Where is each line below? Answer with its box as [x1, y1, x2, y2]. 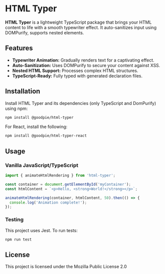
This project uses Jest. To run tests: [5, 227, 78, 233]
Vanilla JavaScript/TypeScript [5, 162, 79, 169]
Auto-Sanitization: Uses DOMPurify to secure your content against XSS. [12, 62, 161, 68]
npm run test [5, 237, 32, 242]
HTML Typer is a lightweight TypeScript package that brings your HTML [5, 19, 152, 25]
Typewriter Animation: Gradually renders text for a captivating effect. [12, 57, 155, 63]
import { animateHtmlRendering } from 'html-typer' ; [5, 173, 116, 178]
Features [5, 44, 33, 52]
